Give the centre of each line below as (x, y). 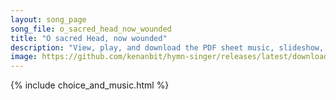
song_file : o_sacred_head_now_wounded (91, 29)
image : (24, 57)
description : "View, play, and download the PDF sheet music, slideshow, (167, 47)
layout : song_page (48, 19)
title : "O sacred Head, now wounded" (89, 38)
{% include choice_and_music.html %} (90, 85)
